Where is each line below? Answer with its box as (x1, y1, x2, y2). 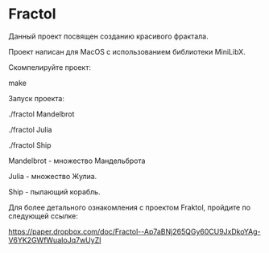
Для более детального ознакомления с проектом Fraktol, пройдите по (8, 202, 251, 212)
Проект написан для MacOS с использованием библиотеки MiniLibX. (8, 47, 246, 56)
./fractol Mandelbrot (8, 109, 75, 119)
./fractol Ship (8, 140, 52, 149)
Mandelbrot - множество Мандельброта (8, 156, 146, 165)
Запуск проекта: (8, 93, 65, 103)
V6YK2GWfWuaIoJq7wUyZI (8, 235, 101, 245)
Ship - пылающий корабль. (8, 186, 101, 197)
